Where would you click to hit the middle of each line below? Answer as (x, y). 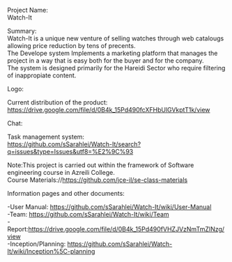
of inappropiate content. (42, 75)
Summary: (22, 31)
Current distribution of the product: (57, 102)
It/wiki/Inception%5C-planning (51, 251)
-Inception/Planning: (37, 244)
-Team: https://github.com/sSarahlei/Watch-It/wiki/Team (88, 214)
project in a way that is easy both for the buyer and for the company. (106, 61)
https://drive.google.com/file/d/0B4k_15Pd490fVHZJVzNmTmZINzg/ (126, 229)
